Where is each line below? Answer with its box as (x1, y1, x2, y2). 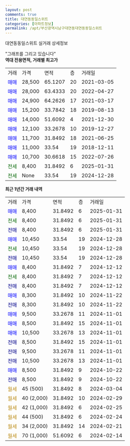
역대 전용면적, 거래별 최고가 (5, 57, 58, 63)
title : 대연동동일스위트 (5, 16, 48, 21)
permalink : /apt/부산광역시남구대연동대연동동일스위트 (5, 26, 103, 31)
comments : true (5, 12, 37, 17)
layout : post (5, 7, 32, 12)
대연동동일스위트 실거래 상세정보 (5, 40, 68, 46)
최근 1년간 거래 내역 (5, 186, 43, 192)
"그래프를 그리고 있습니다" (5, 51, 56, 57)
